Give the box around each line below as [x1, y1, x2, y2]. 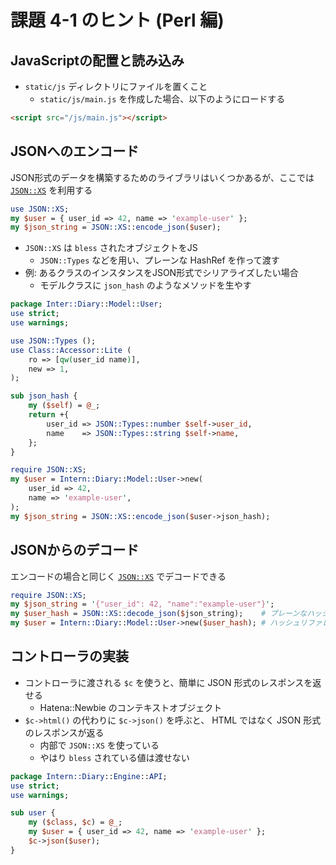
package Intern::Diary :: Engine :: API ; [10, 771, 168, 781]
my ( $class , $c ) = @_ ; [28, 817, 123, 828]
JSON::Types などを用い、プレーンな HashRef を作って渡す [39, 254, 280, 266]
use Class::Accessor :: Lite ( [10, 345, 132, 355]
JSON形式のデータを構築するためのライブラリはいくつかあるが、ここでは [10, 171, 315, 183]
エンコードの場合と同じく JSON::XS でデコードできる [10, 570, 227, 582]
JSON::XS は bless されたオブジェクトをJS [24, 242, 198, 254]
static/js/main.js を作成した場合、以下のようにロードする [39, 93, 286, 105]
